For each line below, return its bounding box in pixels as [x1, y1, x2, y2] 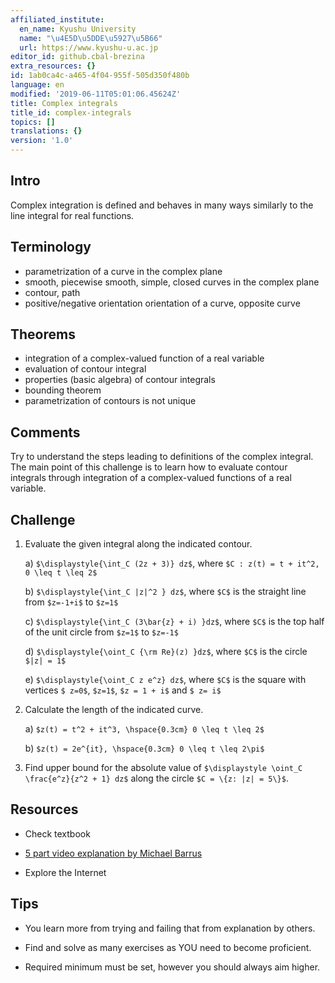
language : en [10, 80, 65, 90]
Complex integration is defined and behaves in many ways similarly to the [10, 199, 314, 211]
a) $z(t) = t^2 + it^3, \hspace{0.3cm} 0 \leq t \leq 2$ [24, 723, 265, 735]
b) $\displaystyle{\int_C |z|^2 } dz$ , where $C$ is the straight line [24, 586, 307, 598]
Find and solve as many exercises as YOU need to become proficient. [24, 941, 312, 953]
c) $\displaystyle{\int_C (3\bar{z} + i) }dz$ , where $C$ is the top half [24, 616, 325, 628]
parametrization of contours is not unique [24, 395, 197, 407]
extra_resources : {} [10, 61, 97, 71]
